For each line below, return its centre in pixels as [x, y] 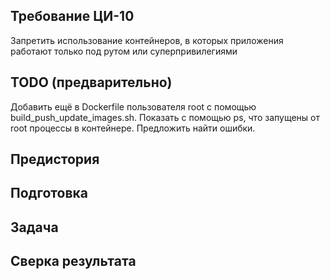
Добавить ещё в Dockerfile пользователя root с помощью [133, 106]
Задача [34, 227]
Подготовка [49, 193]
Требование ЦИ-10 [72, 16]
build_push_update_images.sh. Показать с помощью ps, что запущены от [165, 117]
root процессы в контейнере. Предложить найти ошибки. [133, 128]
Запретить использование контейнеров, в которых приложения [147, 40]
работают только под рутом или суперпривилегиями [124, 51]
